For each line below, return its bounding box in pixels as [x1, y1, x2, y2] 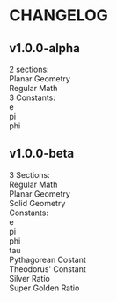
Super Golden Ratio [9, 283, 80, 293]
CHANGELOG [9, 5, 108, 26]
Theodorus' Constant [9, 263, 86, 275]
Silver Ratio [9, 273, 50, 283]
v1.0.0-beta [9, 146, 75, 161]
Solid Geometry [9, 197, 66, 208]
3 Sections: [9, 169, 50, 180]
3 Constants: [9, 92, 55, 103]
